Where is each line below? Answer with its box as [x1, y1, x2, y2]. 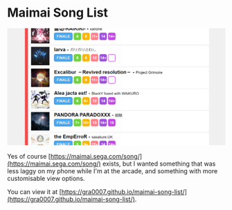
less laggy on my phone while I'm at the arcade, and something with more [7, 167, 218, 175]
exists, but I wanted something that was [102, 159, 216, 168]
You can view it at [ [7, 188, 62, 196]
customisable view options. [7, 175, 85, 183]
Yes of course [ [7, 152, 51, 161]
